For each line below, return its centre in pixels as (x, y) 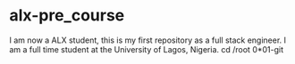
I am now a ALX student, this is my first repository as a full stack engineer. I (148, 40)
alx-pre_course (67, 16)
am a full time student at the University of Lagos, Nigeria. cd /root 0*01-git (147, 49)
